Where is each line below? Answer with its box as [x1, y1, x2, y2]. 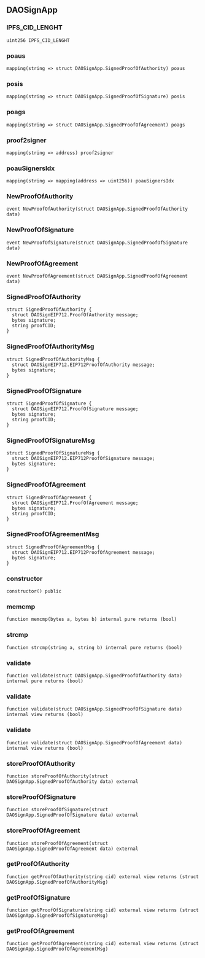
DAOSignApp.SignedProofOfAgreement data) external [6, 846, 139, 852]
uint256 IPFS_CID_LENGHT [6, 37, 70, 44]
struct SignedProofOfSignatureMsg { [6, 450, 100, 456]
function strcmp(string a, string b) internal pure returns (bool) [6, 644, 183, 650]
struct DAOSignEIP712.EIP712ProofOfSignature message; [12, 456, 155, 462]
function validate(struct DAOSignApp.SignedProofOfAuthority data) [6, 672, 183, 679]
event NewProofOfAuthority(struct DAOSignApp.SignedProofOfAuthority [6, 206, 188, 212]
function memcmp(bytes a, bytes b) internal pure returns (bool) [6, 617, 177, 623]
